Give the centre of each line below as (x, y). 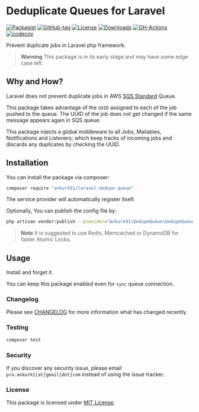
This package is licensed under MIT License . (61, 403)
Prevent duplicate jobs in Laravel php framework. (66, 45)
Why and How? (35, 82)
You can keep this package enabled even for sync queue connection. (90, 284)
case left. (32, 63)
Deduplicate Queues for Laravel (86, 11)
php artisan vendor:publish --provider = (57, 222)
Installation (27, 163)
